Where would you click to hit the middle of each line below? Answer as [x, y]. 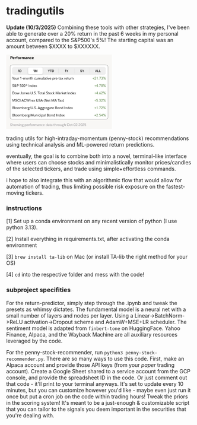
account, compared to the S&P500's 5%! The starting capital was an [90, 40]
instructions [24, 208]
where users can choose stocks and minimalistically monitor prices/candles [99, 162]
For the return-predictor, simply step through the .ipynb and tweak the [92, 303]
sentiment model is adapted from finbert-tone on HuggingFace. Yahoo [93, 328]
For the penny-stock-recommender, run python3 [65, 352]
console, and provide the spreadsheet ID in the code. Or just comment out [97, 378]
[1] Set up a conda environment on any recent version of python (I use [92, 221]
